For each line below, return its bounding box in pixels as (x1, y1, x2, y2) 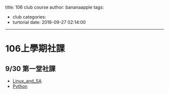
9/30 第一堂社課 (5, 64, 56, 73)
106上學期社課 (5, 43, 65, 54)
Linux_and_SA (12, 78, 42, 84)
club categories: (12, 14, 46, 19)
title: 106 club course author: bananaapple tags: (5, 4, 104, 10)
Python (12, 83, 28, 89)
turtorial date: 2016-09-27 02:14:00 (12, 19, 86, 25)
